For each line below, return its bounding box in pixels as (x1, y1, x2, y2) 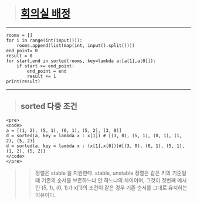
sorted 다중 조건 (20, 101, 77, 111)
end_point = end (27, 68, 67, 74)
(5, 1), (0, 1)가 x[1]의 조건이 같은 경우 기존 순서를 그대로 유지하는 (41, 184, 188, 191)
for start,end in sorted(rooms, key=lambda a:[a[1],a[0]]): (6, 58, 157, 64)
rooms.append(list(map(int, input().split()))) (16, 42, 135, 49)
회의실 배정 (20, 7, 71, 21)
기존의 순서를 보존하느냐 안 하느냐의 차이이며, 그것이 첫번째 (41, 176, 176, 183)
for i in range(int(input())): (6, 38, 83, 43)
